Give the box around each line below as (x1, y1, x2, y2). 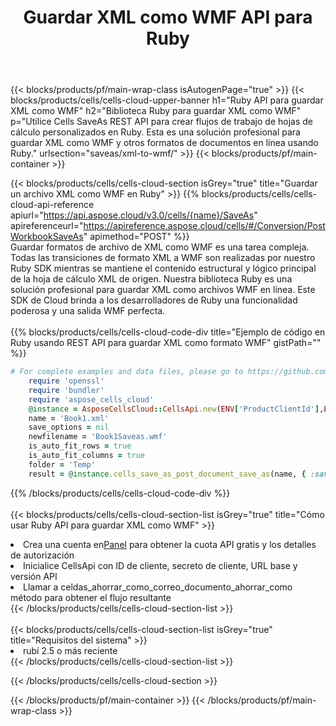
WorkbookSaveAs (10, 231, 84, 243)
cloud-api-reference (10, 199, 95, 211)
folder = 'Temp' (28, 459, 97, 470)
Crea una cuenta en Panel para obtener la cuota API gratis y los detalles (23, 538, 317, 550)
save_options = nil (28, 422, 110, 433)
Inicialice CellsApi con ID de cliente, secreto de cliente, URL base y (23, 559, 298, 571)
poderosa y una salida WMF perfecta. (10, 305, 166, 317)
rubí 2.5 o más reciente (23, 644, 118, 656)
